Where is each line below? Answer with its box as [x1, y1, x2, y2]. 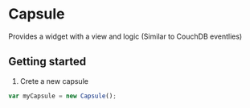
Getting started [8, 55, 87, 69]
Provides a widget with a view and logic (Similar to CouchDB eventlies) [8, 31, 243, 41]
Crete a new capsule [19, 76, 88, 85]
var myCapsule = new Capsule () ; [8, 92, 117, 100]
